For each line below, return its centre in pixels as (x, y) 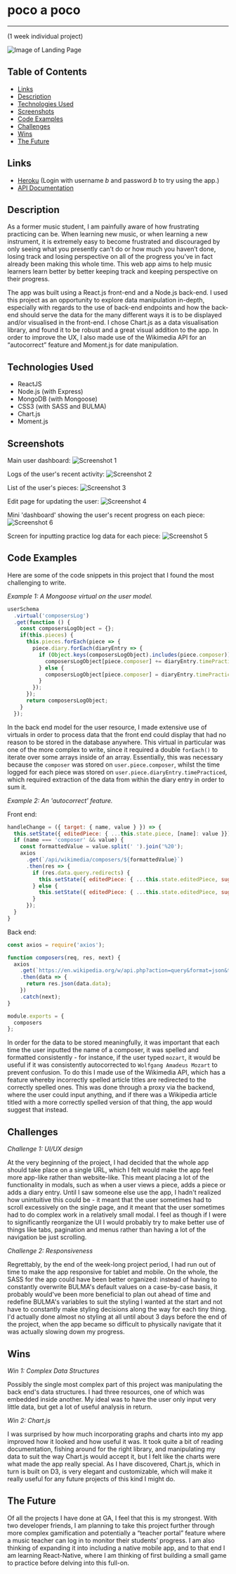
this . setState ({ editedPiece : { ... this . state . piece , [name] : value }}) (122, 833)
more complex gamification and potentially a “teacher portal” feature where (117, 1533)
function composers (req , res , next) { (64, 958)
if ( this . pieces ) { (47, 635)
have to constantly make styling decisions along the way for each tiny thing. (117, 1310)
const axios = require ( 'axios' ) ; (56, 945)
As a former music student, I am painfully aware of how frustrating (103, 226)
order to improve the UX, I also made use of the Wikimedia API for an (107, 338)
